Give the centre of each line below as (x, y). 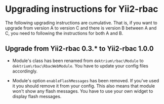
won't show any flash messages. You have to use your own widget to (82, 91)
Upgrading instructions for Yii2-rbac (82, 9)
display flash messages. (37, 96)
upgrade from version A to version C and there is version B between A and (81, 28)
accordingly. (25, 71)
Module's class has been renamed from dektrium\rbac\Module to (78, 61)
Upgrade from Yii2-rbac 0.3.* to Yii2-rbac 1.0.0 (80, 49)
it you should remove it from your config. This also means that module (83, 86)
